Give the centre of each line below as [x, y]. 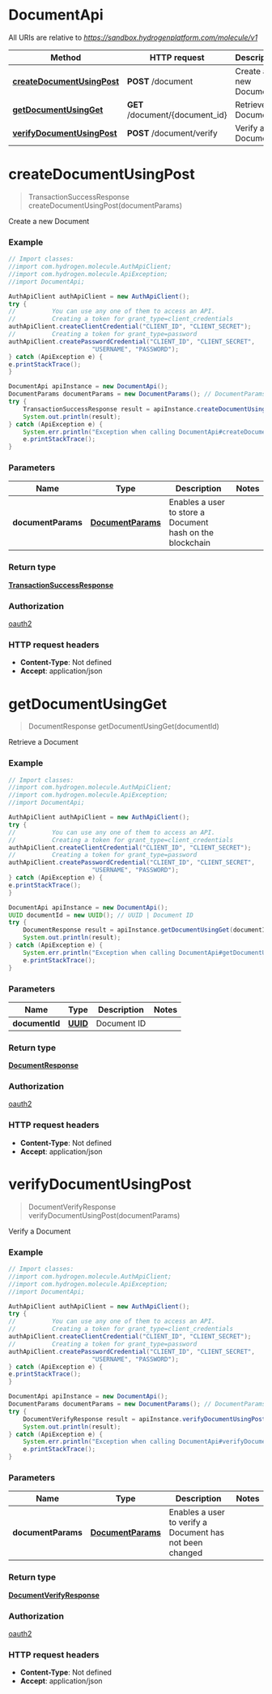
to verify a [188, 1523]
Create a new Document [49, 221]
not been [186, 1543]
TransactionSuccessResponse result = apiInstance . [110, 409]
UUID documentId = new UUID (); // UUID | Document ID [101, 915]
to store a [187, 512]
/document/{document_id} [177, 115]
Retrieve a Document [43, 742]
